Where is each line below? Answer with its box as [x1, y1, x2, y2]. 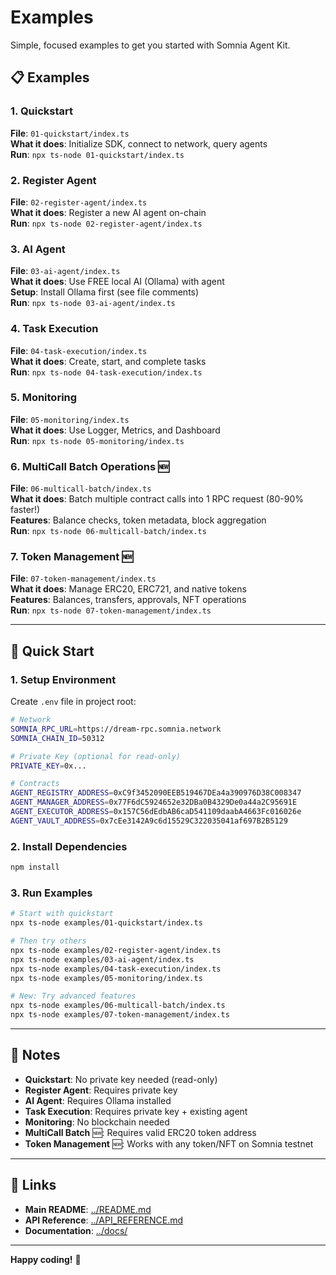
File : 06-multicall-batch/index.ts [10, 482, 152, 495]
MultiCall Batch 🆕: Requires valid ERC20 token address [24, 1126, 257, 1138]
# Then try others [10, 936, 87, 946]
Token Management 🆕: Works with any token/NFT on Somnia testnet [24, 1137, 314, 1150]
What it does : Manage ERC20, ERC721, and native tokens [10, 583, 247, 595]
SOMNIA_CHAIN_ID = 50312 [10, 733, 105, 743]
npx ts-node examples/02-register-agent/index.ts [10, 945, 222, 955]
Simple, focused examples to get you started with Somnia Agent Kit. [10, 39, 291, 51]
